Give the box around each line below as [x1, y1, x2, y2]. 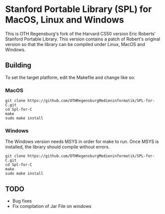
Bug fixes [12, 198, 32, 204]
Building [5, 61, 31, 69]
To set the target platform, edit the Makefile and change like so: [5, 74, 136, 80]
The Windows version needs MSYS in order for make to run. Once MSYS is [5, 138, 159, 144]
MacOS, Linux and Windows [5, 14, 124, 25]
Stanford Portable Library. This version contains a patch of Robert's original [5, 36, 161, 42]
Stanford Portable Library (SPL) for [5, 3, 152, 15]
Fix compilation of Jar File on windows [12, 203, 92, 209]
